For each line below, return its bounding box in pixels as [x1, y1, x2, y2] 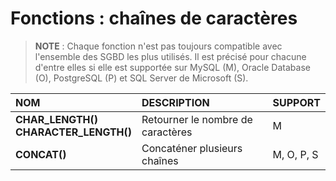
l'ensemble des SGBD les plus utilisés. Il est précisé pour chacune [34, 50, 307, 62]
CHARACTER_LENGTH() [15, 125, 133, 139]
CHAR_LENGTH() [15, 112, 99, 126]
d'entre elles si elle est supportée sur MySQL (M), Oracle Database [34, 61, 311, 73]
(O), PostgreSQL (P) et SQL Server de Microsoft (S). [34, 72, 249, 84]
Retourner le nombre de [141, 112, 253, 126]
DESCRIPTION [141, 95, 210, 109]
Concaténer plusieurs [141, 141, 243, 155]
